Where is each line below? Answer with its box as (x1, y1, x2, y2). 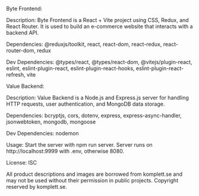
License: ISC (6, 159, 37, 166)
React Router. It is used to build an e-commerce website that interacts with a (6, 23, 193, 30)
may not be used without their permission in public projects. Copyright (6, 177, 179, 184)
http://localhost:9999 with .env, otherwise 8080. (6, 148, 125, 154)
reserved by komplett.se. (6, 184, 67, 190)
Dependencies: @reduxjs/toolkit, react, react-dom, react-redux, (6, 41, 162, 48)
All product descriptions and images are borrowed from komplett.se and (6, 170, 183, 178)
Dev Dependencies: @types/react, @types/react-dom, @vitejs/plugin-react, (6, 59, 192, 65)
